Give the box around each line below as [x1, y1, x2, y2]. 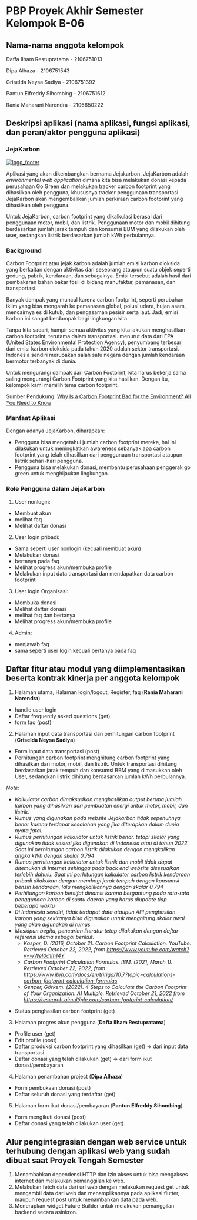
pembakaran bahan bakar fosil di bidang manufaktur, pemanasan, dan [6, 278, 176, 285]
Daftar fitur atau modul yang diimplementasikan [6, 664, 185, 674]
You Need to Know [6, 399, 52, 406]
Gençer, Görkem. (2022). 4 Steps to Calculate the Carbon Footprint [23, 984, 187, 991]
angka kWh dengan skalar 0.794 [14, 852, 95, 859]
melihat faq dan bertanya [14, 611, 76, 619]
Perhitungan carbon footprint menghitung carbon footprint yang [14, 754, 170, 761]
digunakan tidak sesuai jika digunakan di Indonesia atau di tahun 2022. [14, 839, 189, 847]
